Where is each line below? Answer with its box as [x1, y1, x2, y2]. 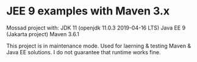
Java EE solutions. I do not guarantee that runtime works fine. [6, 48, 161, 55]
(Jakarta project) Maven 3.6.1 [6, 30, 79, 37]
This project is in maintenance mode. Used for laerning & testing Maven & [6, 42, 191, 49]
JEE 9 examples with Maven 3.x [6, 4, 170, 18]
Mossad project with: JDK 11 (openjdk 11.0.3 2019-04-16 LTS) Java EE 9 [6, 24, 186, 31]
